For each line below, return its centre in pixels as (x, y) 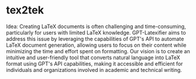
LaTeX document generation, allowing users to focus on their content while (96, 45)
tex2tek (25, 10)
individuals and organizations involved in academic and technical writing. (94, 70)
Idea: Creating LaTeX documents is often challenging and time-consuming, (96, 26)
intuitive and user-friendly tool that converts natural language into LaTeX (93, 57)
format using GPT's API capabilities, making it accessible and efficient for (94, 63)
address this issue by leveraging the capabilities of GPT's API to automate (95, 39)
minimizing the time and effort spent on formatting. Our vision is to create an (98, 51)
